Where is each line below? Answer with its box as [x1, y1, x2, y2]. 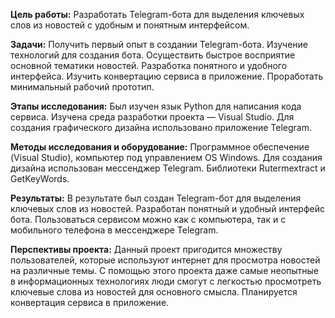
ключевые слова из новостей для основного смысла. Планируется [10, 286, 298, 298]
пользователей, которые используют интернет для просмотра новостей [10, 254, 321, 266]
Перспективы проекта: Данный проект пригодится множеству [10, 244, 283, 255]
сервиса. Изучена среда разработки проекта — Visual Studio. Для [10, 111, 295, 123]
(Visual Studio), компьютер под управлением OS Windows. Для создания [10, 152, 323, 163]
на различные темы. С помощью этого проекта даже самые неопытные [10, 265, 320, 276]
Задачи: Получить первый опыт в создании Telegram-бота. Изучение [10, 39, 308, 50]
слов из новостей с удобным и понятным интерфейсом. [10, 19, 250, 31]
